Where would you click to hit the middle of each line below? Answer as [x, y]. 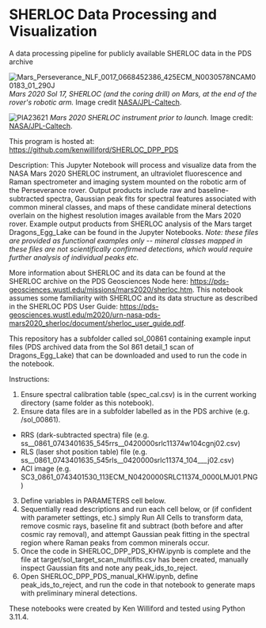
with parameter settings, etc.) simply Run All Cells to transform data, [132, 517]
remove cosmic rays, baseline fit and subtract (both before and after [132, 526]
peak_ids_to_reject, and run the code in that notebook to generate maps [138, 584]
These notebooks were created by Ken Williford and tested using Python [127, 608]
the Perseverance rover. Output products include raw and [103, 190]
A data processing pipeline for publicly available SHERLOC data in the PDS [130, 53]
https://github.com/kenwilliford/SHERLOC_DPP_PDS [94, 149]
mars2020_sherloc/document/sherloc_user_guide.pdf [97, 323]
